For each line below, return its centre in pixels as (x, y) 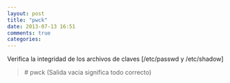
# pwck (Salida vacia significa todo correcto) (88, 73)
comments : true (29, 33)
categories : (24, 39)
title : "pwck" (28, 20)
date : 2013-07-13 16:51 (41, 26)
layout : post (26, 13)
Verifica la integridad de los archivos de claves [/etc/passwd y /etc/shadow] (115, 59)
